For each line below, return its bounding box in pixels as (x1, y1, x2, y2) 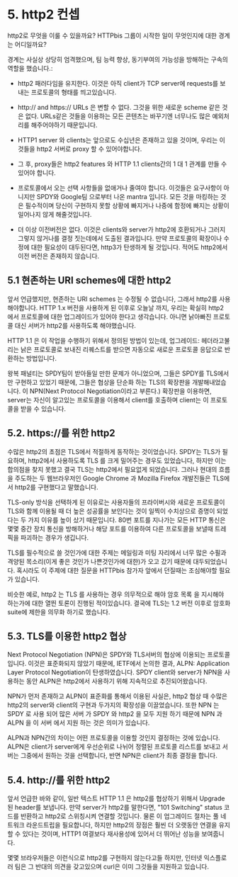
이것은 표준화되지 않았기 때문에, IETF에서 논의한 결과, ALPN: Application (28, 660, 230, 668)
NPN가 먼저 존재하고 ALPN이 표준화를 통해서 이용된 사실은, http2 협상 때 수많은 (7, 692, 228, 701)
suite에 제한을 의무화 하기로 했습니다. (7, 607, 110, 616)
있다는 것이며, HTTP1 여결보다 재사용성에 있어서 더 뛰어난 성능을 (22, 830, 200, 838)
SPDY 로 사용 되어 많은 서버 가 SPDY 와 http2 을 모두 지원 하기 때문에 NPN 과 (7, 710, 223, 718)
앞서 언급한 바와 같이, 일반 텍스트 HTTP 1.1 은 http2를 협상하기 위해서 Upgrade (7, 794, 225, 803)
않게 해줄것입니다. (42, 210, 92, 218)
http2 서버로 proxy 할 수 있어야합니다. (36, 145, 142, 153)
